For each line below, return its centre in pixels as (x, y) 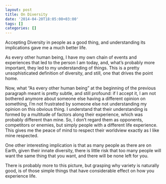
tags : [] (14, 24)
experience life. (21, 176)
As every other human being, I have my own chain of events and (71, 57)
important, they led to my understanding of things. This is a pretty (72, 68)
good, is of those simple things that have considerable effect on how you (80, 171)
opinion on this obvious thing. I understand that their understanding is (76, 109)
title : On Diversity (27, 14)
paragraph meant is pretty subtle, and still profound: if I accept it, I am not (81, 93)
